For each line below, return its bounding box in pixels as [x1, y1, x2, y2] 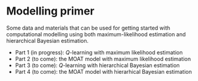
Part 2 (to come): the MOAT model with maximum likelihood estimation [15, 55, 191, 62]
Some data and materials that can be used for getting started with [6, 24, 171, 31]
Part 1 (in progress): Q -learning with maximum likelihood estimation [15, 48, 183, 56]
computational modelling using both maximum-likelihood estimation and [6, 30, 186, 37]
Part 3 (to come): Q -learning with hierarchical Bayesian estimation [15, 62, 180, 69]
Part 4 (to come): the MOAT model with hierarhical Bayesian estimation [15, 68, 193, 75]
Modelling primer [6, 4, 95, 18]
